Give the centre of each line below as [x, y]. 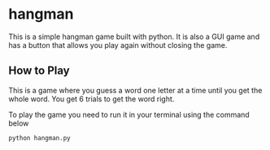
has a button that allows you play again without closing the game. [118, 45]
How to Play [39, 71]
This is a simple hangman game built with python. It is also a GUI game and [134, 36]
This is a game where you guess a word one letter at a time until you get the [135, 90]
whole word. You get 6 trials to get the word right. [91, 99]
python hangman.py [39, 138]
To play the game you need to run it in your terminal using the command [129, 114]
